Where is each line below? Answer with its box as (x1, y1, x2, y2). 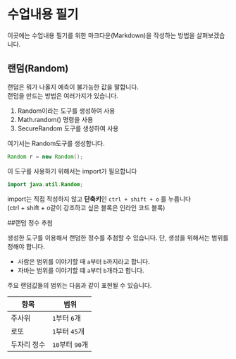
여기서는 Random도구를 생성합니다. (7, 139, 105, 147)
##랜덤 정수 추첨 (7, 218, 53, 226)
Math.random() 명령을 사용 (17, 115, 94, 123)
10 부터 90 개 (51, 339, 89, 349)
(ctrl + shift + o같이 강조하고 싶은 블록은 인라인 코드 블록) (7, 203, 166, 212)
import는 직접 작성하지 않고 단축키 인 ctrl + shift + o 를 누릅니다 (7, 195, 192, 203)
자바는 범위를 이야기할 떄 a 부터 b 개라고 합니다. (17, 266, 144, 274)
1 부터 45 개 (51, 326, 85, 336)
